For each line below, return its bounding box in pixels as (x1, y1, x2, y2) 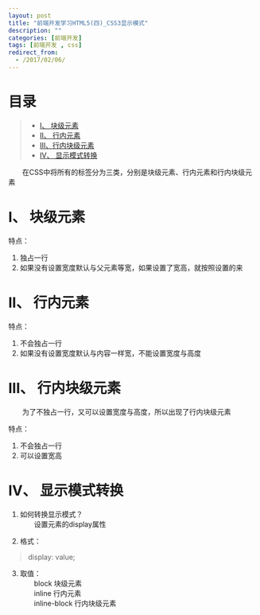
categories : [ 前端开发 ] (8, 33, 82, 42)
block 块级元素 (33, 578, 82, 588)
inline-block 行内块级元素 (33, 598, 117, 608)
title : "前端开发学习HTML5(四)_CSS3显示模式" (8, 19, 149, 27)
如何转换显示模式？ (19, 509, 83, 519)
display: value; (27, 552, 76, 562)
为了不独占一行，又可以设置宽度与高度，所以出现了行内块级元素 (21, 407, 231, 416)
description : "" (8, 26, 62, 34)
